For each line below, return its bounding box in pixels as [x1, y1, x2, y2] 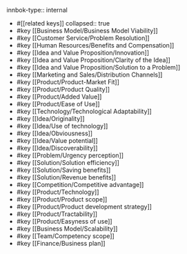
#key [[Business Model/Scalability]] [16, 224, 118, 233]
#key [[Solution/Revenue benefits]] [16, 173, 117, 182]
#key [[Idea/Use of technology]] [16, 122, 108, 130]
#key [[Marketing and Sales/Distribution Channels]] [16, 70, 163, 79]
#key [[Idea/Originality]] [16, 115, 85, 123]
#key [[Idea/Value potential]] [16, 137, 98, 144]
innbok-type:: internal [6, 6, 68, 14]
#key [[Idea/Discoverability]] [16, 144, 98, 152]
